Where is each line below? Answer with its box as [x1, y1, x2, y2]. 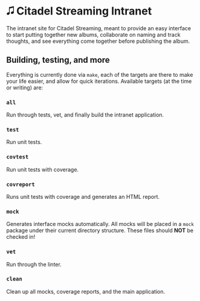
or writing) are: [6, 83, 44, 91]
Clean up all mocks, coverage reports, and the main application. [6, 288, 165, 295]
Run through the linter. [6, 261, 62, 268]
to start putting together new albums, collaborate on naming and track [6, 31, 181, 38]
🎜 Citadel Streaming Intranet [6, 4, 152, 18]
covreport [6, 181, 35, 188]
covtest [6, 154, 29, 161]
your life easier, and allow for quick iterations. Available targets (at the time [6, 77, 192, 85]
